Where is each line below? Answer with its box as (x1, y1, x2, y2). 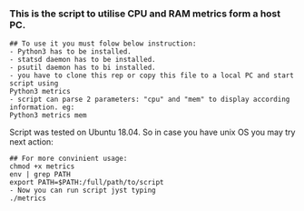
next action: (9, 136, 54, 147)
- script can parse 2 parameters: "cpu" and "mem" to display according (9, 95, 290, 105)
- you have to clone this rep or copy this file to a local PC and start (9, 71, 295, 80)
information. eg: (9, 103, 75, 112)
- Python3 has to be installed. (9, 47, 132, 56)
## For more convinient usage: (9, 154, 128, 164)
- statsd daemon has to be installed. (9, 55, 156, 65)
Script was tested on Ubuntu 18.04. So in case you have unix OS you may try (9, 126, 296, 138)
